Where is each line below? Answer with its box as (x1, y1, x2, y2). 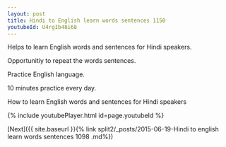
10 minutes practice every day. (7, 84, 97, 93)
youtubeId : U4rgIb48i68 (7, 23, 78, 30)
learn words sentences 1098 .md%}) (7, 132, 114, 141)
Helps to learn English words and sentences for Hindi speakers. (7, 43, 192, 52)
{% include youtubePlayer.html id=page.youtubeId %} (7, 111, 165, 120)
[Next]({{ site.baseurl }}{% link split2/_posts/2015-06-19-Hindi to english (7, 125, 219, 134)
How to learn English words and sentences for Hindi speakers (7, 98, 187, 106)
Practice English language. (7, 70, 85, 78)
